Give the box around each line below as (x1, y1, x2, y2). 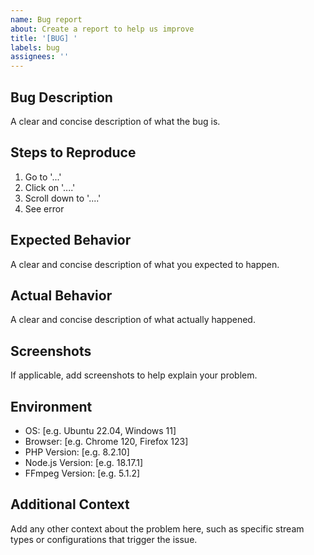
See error (24, 202, 65, 215)
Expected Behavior (10, 232, 132, 249)
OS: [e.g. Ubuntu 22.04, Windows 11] (24, 425, 177, 436)
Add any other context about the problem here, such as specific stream (10, 522, 305, 535)
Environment (10, 398, 93, 415)
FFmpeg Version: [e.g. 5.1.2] (24, 467, 141, 479)
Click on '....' (24, 181, 76, 193)
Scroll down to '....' (24, 192, 102, 204)
